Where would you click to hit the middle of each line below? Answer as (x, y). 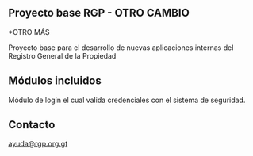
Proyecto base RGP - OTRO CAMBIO (99, 13)
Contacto (32, 125)
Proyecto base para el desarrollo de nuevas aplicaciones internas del (121, 48)
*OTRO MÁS (29, 32)
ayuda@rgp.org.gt (38, 144)
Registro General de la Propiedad (62, 55)
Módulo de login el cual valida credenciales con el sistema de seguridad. (127, 100)
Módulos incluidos (55, 81)
